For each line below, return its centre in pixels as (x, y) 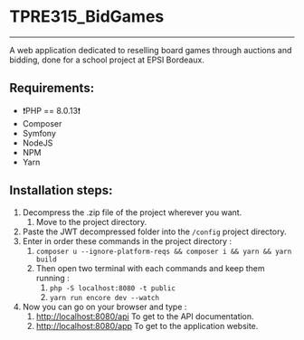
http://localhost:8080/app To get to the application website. (147, 326)
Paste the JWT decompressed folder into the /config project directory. (154, 231)
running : (52, 278)
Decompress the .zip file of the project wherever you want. (132, 212)
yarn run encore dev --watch (104, 297)
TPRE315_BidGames (87, 17)
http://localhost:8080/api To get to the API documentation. (145, 316)
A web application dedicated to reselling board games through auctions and (151, 50)
